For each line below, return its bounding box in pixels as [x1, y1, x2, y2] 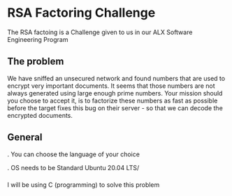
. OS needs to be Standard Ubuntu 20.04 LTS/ [7, 163, 140, 172]
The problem [7, 56, 64, 68]
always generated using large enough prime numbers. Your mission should [7, 89, 223, 97]
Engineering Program [7, 35, 68, 43]
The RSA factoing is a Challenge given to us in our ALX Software [7, 28, 193, 36]
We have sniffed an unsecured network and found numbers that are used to [7, 74, 226, 82]
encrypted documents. [7, 111, 73, 119]
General [7, 131, 43, 144]
